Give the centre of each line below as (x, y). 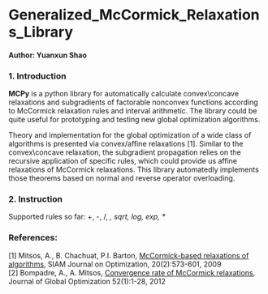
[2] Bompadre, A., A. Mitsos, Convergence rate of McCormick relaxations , (132, 272)
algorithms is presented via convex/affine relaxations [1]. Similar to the (126, 144)
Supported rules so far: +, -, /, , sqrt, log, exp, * (87, 217)
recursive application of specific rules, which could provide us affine (123, 161)
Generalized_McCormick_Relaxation (134, 15)
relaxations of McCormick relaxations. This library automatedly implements (134, 170)
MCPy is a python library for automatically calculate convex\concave (124, 94)
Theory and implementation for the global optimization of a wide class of (130, 135)
